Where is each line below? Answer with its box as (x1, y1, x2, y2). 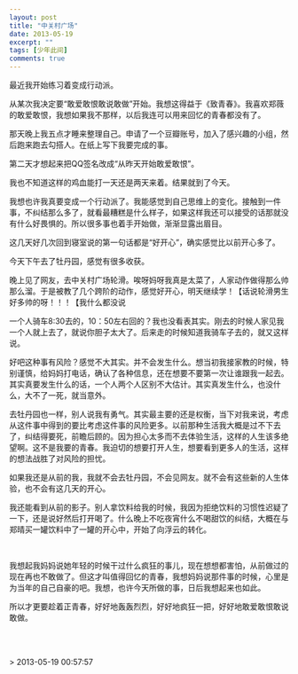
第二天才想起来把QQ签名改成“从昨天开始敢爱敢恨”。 (9, 159, 200, 168)
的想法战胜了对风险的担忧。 (9, 453, 111, 464)
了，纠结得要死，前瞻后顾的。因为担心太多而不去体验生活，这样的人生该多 (9, 431, 281, 442)
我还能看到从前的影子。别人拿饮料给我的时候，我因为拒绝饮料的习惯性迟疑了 (9, 502, 289, 513)
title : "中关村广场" (9, 21, 78, 30)
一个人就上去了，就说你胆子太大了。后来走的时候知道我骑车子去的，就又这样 (9, 327, 289, 337)
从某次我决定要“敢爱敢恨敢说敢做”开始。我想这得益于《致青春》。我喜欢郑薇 (9, 98, 285, 109)
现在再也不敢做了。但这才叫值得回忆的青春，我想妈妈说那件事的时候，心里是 (9, 571, 289, 582)
